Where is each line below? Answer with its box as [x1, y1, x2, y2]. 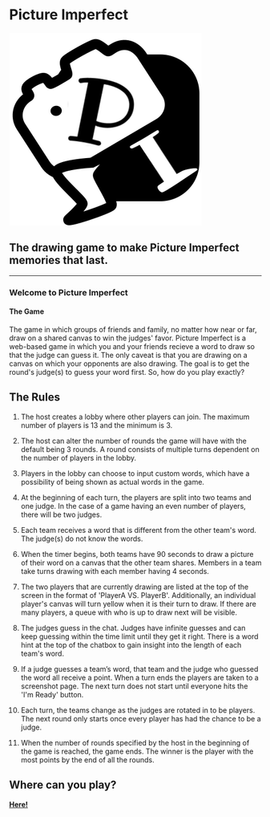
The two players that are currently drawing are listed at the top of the [20, 582, 249, 591]
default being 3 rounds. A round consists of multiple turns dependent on [20, 444, 260, 454]
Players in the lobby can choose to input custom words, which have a [20, 468, 250, 478]
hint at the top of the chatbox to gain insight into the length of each [20, 640, 242, 649]
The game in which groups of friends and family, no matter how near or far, [9, 324, 257, 334]
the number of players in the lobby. [20, 453, 137, 462]
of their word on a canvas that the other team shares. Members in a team [20, 558, 262, 567]
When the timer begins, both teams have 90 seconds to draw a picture [20, 549, 254, 559]
